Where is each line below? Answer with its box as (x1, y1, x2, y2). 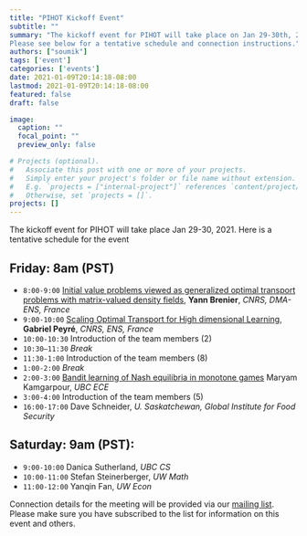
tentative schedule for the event (9, 234, 130, 245)
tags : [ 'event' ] (9, 56, 71, 65)
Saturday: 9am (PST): (9, 437, 135, 453)
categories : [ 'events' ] (9, 65, 101, 74)
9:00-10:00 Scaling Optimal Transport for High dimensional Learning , (22, 313, 282, 324)
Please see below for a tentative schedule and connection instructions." (9, 38, 301, 48)
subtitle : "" (9, 22, 59, 31)
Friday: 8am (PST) (9, 260, 115, 276)
